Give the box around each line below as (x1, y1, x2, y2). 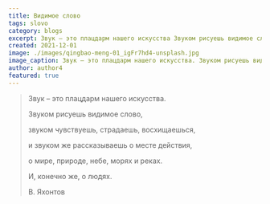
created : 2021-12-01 (8, 42, 78, 50)
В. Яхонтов (27, 186, 66, 197)
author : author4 (8, 64, 63, 72)
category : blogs (8, 27, 63, 35)
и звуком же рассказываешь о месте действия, (27, 140, 193, 149)
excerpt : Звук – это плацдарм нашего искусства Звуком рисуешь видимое (8, 34, 253, 43)
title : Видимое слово (8, 11, 81, 20)
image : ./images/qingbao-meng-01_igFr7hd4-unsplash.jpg (8, 49, 199, 57)
